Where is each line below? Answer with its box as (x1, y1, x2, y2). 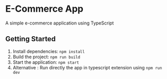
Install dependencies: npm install (12, 48, 85, 54)
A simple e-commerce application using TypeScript (5, 20, 114, 26)
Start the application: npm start (12, 59, 80, 65)
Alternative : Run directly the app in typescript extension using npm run (12, 64, 162, 70)
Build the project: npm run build (12, 54, 81, 60)
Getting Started (5, 35, 56, 43)
